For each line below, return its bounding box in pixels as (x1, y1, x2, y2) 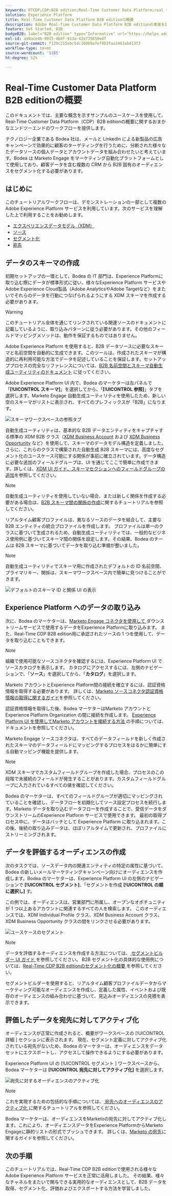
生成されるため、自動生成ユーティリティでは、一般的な (36, 529, 153, 535)
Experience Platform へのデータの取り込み (5, 603, 141, 612)
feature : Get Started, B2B (5, 27, 63, 32)
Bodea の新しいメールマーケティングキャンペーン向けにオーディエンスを (5, 869, 159, 875)
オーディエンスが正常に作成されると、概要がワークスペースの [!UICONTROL (5, 1030, 165, 1036)
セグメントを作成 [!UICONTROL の (86, 882, 159, 888)
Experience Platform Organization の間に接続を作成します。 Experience (5, 711, 156, 718)
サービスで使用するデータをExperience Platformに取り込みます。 (23, 624, 160, 630)
